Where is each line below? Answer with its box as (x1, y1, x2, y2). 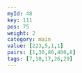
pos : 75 (7, 23, 30, 30)
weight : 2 (7, 29, 36, 37)
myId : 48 (7, 10, 33, 17)
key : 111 (7, 17, 33, 24)
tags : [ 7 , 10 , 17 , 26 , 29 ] (7, 56, 73, 63)
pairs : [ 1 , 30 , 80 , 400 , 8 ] (7, 49, 76, 56)
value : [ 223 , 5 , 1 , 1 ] (7, 42, 64, 49)
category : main (7, 36, 51, 43)
